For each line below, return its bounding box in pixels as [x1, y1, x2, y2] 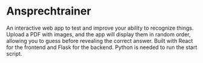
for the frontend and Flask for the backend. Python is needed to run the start [6, 44, 198, 51]
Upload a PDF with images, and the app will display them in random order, [6, 30, 191, 38]
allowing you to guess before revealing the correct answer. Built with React [6, 37, 193, 44]
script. [6, 50, 22, 57]
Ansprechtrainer [6, 4, 92, 18]
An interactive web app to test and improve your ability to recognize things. [6, 24, 194, 31]
